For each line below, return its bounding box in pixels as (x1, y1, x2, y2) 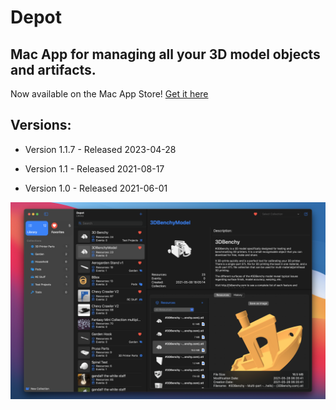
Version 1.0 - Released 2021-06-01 (24, 182, 168, 194)
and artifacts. (10, 61, 97, 78)
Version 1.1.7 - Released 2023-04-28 (24, 143, 177, 155)
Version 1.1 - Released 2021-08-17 (24, 162, 165, 175)
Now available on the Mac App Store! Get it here (10, 88, 209, 100)
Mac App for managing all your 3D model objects (10, 46, 321, 63)
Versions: (10, 117, 72, 134)
